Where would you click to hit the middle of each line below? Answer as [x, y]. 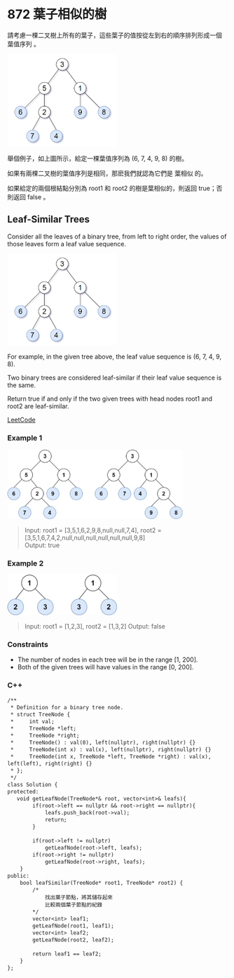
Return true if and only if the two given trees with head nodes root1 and [110, 399]
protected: [23, 792]
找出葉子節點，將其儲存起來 [79, 898]
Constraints [28, 644]
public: [19, 876]
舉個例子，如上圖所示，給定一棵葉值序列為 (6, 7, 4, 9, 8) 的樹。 [97, 158]
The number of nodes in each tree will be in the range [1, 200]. [108, 659]
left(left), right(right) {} [50, 764]
